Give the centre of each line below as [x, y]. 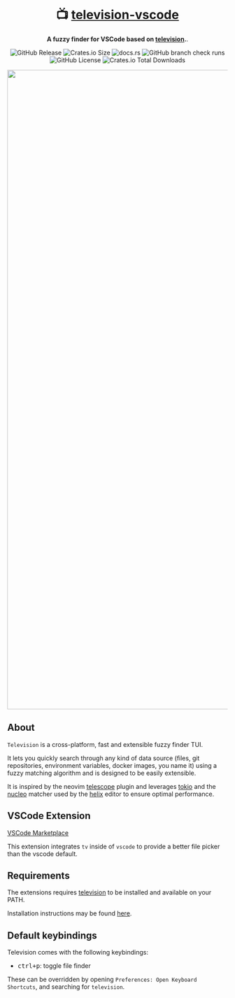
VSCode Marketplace [38, 833]
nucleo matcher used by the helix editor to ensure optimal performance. [111, 794]
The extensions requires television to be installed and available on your [109, 892]
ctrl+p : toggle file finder [54, 966]
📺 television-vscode [117, 15]
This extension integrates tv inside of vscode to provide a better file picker [114, 846]
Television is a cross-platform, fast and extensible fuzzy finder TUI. [105, 744]
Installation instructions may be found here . [70, 913]
